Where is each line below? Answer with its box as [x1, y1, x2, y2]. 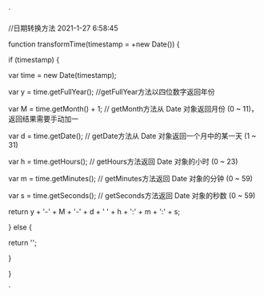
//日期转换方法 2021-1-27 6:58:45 [8, 23, 118, 33]
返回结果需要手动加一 [8, 114, 78, 124]
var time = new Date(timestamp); [8, 71, 117, 79]
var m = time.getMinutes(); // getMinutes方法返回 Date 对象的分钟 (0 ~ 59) [8, 174, 254, 183]
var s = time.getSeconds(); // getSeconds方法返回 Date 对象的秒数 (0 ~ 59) [8, 191, 256, 200]
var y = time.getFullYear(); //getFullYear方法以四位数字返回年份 [8, 87, 215, 96]
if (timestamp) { [8, 55, 60, 64]
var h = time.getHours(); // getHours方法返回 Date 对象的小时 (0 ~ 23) [8, 156, 238, 166]
